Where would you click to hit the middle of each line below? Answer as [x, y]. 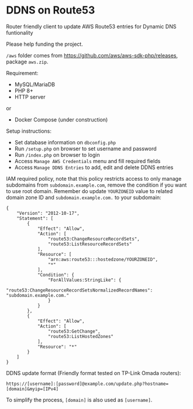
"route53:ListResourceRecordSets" [90, 244]
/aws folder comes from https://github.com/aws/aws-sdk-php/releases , [92, 55]
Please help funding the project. [44, 44]
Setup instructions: [29, 131]
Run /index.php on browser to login [57, 155]
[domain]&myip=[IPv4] [32, 389]
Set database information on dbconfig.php [65, 142]
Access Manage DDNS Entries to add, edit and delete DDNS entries [94, 167]
